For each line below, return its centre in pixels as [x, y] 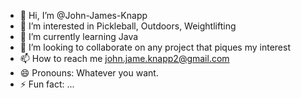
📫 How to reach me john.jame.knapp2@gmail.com [124, 58]
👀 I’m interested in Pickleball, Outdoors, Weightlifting [128, 26]
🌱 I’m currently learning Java [79, 36]
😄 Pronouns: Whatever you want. [89, 73]
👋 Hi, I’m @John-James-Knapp [83, 15]
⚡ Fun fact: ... [47, 84]
